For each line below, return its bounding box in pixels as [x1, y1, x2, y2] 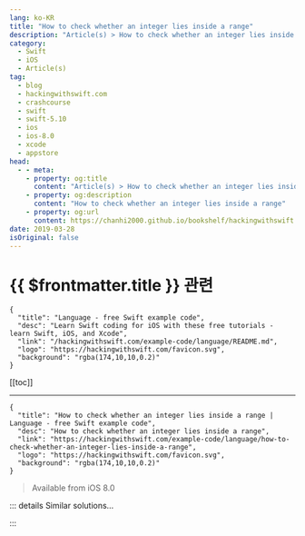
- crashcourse [17, 97, 71, 107]
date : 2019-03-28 [9, 224, 75, 233]
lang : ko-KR [9, 13, 54, 23]
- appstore [17, 148, 59, 157]
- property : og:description [25, 191, 132, 200]
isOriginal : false [9, 233, 79, 242]
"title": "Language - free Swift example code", [17, 313, 205, 323]
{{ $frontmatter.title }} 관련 [9, 274, 213, 295]
